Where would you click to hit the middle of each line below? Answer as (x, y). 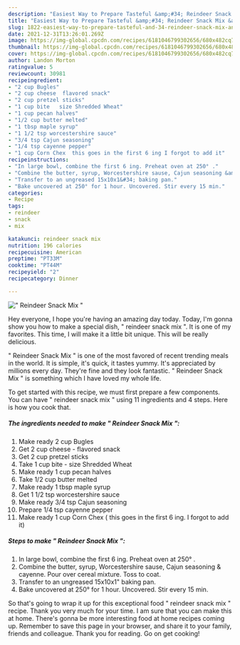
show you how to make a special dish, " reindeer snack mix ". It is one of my (120, 326)
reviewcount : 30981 (37, 73)
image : (18, 41)
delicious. (22, 341)
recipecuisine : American (45, 252)
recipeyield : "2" (34, 272)
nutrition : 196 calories (45, 246)
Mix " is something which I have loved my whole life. (85, 378)
